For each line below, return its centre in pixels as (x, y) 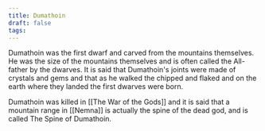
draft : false (30, 23)
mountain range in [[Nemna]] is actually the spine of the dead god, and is (128, 110)
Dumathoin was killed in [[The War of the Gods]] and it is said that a (119, 102)
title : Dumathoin (37, 15)
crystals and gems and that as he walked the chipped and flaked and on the (132, 78)
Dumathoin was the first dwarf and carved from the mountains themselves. (131, 53)
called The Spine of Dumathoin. (60, 119)
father (18, 70)
